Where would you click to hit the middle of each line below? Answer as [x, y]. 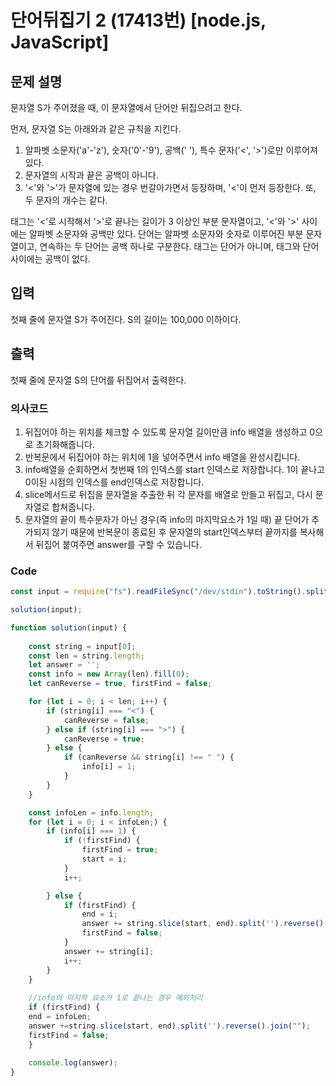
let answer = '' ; [64, 665]
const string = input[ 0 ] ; [82, 646]
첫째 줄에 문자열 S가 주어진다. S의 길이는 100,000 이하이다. [126, 319]
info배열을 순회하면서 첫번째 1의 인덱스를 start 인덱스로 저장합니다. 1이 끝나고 [174, 469]
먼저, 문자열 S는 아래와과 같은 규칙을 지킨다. [96, 129]
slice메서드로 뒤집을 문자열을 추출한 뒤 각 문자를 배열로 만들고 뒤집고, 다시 [168, 494]
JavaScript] [60, 42]
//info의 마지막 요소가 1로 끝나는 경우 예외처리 [115, 998]
